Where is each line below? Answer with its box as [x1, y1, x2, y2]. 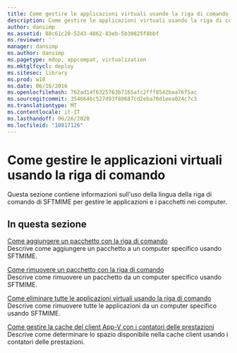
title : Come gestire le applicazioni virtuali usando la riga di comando [7, 10, 229, 18]
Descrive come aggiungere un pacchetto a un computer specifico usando [7, 244, 222, 253]
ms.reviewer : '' [7, 37, 55, 44]
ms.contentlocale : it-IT [7, 109, 80, 116]
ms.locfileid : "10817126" [7, 121, 83, 129]
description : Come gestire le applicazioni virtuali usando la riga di [7, 17, 222, 24]
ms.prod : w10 [7, 75, 46, 83]
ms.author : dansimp [7, 50, 65, 57]
